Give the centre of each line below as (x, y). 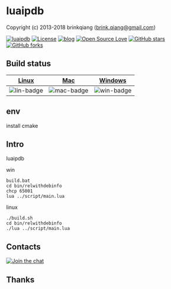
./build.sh (20, 218)
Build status (29, 64)
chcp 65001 (20, 191)
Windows (113, 80)
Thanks (20, 280)
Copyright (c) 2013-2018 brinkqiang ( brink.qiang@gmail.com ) (81, 27)
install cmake (22, 126)
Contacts (24, 247)
